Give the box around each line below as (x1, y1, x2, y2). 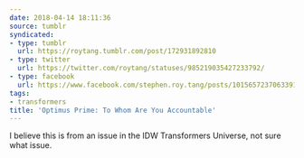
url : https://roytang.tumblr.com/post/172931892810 (17, 47, 217, 56)
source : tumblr (9, 22, 67, 31)
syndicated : (9, 30, 54, 39)
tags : (9, 88, 30, 98)
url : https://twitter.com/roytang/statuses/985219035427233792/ (17, 64, 265, 73)
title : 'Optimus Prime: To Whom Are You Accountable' (9, 106, 217, 115)
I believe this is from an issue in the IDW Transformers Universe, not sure (9, 130, 282, 141)
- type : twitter (9, 55, 71, 64)
